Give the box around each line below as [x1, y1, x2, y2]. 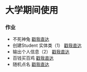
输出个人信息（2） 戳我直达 [12, 49, 70, 55]
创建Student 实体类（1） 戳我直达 [12, 42, 82, 48]
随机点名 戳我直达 [12, 61, 49, 67]
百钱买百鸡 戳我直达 [12, 55, 54, 61]
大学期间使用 [5, 5, 59, 16]
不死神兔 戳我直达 [12, 36, 49, 42]
